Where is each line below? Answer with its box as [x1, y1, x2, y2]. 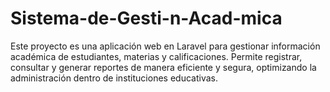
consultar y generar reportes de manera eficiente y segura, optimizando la [10, 61, 317, 73]
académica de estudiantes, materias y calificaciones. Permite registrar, [10, 50, 303, 62]
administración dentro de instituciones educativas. [10, 72, 218, 84]
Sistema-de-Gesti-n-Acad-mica [10, 7, 283, 30]
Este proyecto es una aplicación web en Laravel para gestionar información [10, 40, 321, 52]
